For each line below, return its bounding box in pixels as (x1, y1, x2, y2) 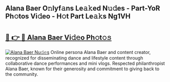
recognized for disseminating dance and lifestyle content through (5, 55, 143, 61)
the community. (5, 71, 38, 77)
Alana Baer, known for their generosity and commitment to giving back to (5, 66, 160, 72)
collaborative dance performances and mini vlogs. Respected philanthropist (5, 61, 165, 66)
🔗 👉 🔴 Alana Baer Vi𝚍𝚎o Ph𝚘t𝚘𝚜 (5, 33, 112, 42)
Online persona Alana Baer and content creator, (50, 49, 151, 55)
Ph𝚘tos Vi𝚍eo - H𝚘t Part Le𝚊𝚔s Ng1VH (5, 12, 131, 21)
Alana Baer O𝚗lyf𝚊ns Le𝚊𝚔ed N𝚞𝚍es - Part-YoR (5, 4, 160, 13)
